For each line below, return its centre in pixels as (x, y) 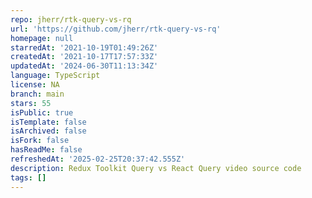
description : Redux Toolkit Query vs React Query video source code (156, 168)
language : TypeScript (55, 76)
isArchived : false (48, 131)
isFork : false (40, 141)
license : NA (35, 85)
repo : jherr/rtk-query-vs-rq (71, 19)
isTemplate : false (48, 122)
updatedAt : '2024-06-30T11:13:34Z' (84, 66)
